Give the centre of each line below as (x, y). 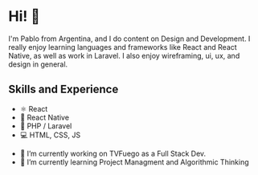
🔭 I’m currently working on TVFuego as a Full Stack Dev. (113, 153)
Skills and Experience (63, 90)
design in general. (38, 64)
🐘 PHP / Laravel (46, 126)
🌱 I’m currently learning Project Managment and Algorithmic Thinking (134, 162)
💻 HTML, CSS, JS (50, 135)
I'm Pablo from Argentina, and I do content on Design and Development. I (129, 39)
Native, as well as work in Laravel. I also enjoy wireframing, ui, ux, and (124, 55)
